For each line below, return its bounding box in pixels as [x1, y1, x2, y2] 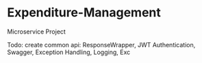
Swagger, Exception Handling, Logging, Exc [7, 48, 131, 56]
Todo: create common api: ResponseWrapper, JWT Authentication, [7, 40, 196, 49]
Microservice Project [7, 27, 66, 36]
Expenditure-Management [7, 5, 161, 21]
